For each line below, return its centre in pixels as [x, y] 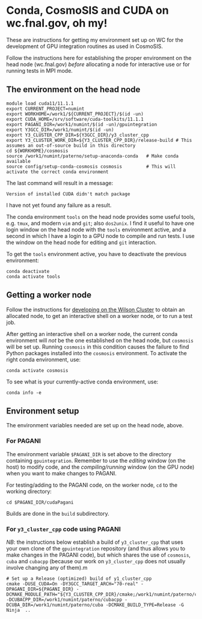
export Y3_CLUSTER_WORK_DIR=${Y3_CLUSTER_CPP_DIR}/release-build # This [99, 140]
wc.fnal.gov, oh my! [57, 23]
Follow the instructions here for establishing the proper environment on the [99, 58]
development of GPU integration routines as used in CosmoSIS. [85, 46]
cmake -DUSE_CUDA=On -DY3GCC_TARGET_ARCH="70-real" [72, 584]
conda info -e [24, 392]
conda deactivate [28, 271]
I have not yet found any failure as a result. [59, 205]
